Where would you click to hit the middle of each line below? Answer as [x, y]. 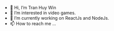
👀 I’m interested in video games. [43, 13]
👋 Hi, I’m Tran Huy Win [33, 8]
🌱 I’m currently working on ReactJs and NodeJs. [59, 18]
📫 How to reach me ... [33, 24]
